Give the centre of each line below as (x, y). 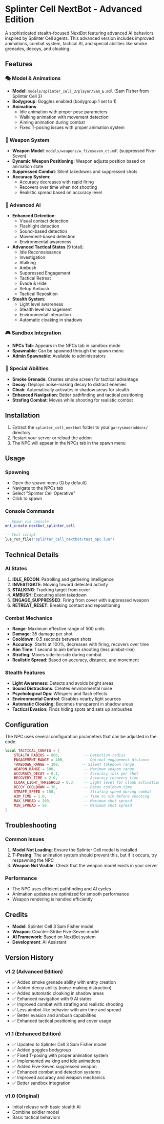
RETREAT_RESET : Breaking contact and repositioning (66, 605)
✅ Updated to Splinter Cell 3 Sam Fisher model (59, 1045)
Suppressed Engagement (45, 273)
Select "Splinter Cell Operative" (44, 493)
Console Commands (30, 511)
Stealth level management (46, 309)
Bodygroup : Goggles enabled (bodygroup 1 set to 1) (64, 101)
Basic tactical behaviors (36, 1117)
